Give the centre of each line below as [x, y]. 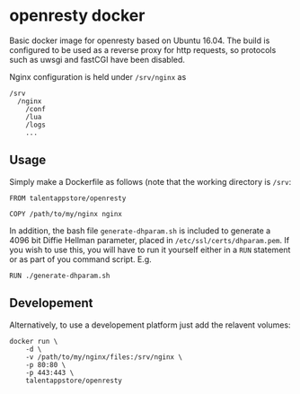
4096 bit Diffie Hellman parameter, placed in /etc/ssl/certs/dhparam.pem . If [150, 240]
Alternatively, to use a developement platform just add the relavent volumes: [150, 325]
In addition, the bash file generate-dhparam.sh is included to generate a [140, 231]
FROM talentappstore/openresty [68, 198]
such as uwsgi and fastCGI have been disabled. [97, 59]
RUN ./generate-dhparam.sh [60, 276]
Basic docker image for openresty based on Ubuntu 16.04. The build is [140, 40]
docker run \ [34, 341]
